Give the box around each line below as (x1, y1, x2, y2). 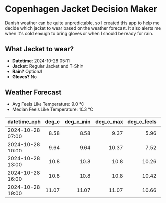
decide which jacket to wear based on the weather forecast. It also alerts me (5, 25, 161, 31)
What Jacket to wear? (5, 45, 74, 53)
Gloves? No (12, 73, 37, 80)
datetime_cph (7, 118, 41, 125)
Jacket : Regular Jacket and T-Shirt (12, 63, 84, 69)
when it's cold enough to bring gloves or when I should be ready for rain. (5, 30, 154, 36)
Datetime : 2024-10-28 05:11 (12, 58, 70, 64)
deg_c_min (64, 118, 91, 125)
